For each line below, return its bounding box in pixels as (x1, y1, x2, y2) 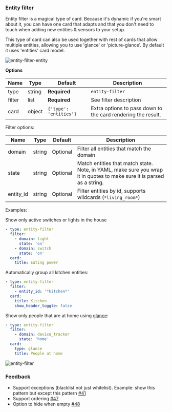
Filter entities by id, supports (77, 188, 146, 195)
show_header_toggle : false (14, 303, 72, 308)
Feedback (5, 373, 31, 380)
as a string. (77, 179, 104, 186)
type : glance (14, 346, 42, 351)
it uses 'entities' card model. (5, 48, 65, 54)
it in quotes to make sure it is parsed (77, 173, 164, 180)
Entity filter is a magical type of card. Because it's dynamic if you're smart (5, 16, 161, 22)
